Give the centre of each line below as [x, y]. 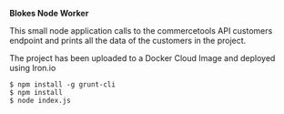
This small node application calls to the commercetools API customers [141, 31]
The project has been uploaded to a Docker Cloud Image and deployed [142, 58]
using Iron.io [33, 68]
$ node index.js [40, 100]
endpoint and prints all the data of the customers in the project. [128, 41]
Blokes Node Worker [49, 13]
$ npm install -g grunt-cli [63, 85]
